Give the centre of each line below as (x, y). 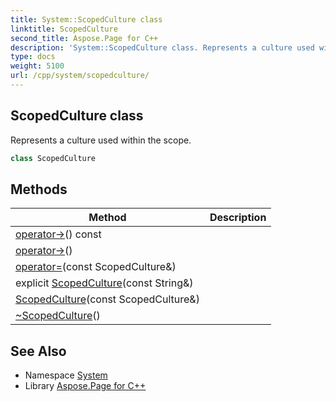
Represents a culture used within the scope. (101, 140)
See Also (38, 351)
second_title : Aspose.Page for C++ (84, 38)
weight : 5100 (37, 66)
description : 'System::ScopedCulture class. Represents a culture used (162, 47)
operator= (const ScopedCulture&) (96, 267)
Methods (39, 189)
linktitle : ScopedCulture (64, 29)
